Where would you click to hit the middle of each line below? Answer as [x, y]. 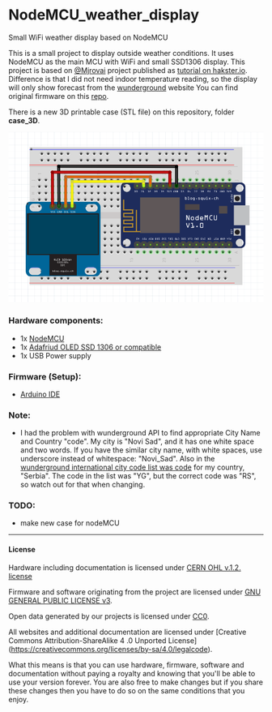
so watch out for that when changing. [83, 485]
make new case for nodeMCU [70, 523]
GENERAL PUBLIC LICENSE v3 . [61, 600]
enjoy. [19, 699]
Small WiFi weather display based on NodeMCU [88, 37]
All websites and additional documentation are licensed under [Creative [127, 632]
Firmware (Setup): [45, 376]
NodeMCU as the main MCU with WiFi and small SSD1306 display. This [127, 62]
